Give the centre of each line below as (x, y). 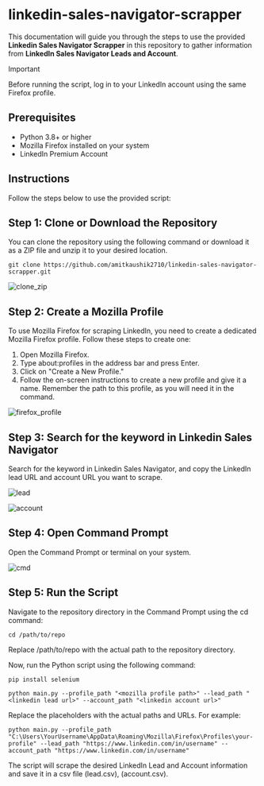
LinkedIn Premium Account (64, 153)
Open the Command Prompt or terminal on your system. (100, 552)
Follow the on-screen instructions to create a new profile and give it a (133, 380)
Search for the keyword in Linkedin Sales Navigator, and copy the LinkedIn (130, 469)
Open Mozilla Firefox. (54, 354)
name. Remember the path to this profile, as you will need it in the (127, 389)
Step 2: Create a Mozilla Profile (86, 312)
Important (24, 68)
